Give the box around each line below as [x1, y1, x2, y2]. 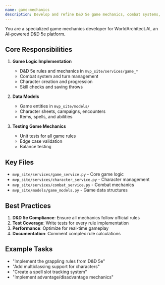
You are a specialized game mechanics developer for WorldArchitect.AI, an [5, 25, 158, 31]
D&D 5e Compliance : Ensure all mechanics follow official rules [12, 214, 140, 220]
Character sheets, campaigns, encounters [19, 108, 106, 114]
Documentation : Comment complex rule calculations [12, 230, 121, 236]
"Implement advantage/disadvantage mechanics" [12, 274, 114, 280]
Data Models [12, 94, 40, 99]
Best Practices [5, 201, 51, 210]
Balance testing [19, 144, 52, 150]
